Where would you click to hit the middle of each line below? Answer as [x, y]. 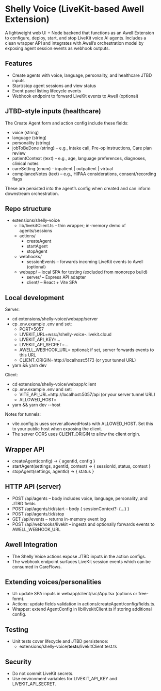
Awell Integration [31, 545]
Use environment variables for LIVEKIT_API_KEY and [64, 679]
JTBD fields [24, 503]
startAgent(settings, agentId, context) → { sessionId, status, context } [81, 466]
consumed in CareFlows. [37, 567]
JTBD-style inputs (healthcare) [53, 111]
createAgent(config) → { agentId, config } [54, 461]
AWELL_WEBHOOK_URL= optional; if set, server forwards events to [87, 350]
